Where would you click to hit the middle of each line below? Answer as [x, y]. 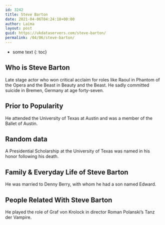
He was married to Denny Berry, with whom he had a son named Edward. [81, 184]
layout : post [19, 28]
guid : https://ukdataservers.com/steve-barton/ [56, 33]
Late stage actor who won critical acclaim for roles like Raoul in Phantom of [82, 79]
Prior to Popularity [34, 106]
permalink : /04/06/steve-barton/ [40, 38]
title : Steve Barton [27, 14]
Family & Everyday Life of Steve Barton [67, 172]
